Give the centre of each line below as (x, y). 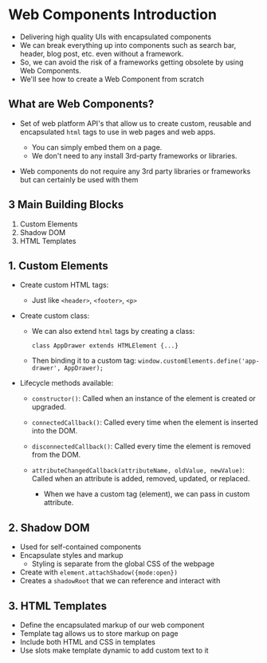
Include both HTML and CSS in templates (87, 642)
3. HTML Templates (58, 606)
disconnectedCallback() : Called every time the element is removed (141, 446)
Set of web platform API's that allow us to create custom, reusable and (135, 123)
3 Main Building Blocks (66, 205)
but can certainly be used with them (79, 179)
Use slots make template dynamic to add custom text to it (114, 650)
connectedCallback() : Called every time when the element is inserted (145, 422)
